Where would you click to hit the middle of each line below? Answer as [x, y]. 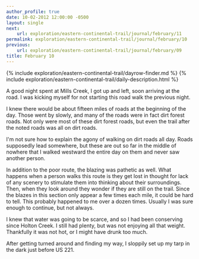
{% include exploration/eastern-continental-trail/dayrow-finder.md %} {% [97, 73]
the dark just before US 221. [40, 249]
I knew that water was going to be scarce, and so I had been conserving [94, 219]
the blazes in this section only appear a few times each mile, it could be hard [100, 195]
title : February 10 [30, 56]
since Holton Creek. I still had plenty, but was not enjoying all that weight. [96, 225]
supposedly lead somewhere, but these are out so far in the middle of [91, 145]
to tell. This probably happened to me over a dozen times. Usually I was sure [100, 201]
